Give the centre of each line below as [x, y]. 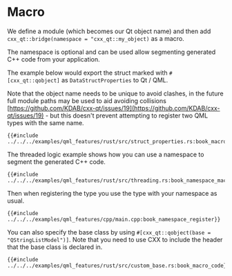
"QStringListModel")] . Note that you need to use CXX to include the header [115, 239]
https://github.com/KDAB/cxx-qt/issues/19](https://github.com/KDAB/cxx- [115, 108]
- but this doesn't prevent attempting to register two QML [127, 116]
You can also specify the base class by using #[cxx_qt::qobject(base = [109, 232]
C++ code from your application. [54, 59]
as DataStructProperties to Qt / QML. [115, 80]
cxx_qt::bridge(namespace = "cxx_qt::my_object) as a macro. [96, 38]
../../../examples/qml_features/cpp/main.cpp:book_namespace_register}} [114, 219]
